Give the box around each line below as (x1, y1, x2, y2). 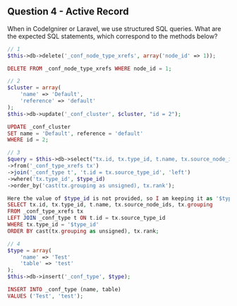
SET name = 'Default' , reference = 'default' (7, 130, 143, 137)
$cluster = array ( (7, 84, 61, 91)
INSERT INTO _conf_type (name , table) (7, 286, 121, 293)
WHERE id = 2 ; (7, 136, 49, 143)
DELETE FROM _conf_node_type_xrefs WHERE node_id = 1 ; (7, 65, 172, 72)
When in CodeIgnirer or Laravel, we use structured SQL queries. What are (7, 24, 221, 33)
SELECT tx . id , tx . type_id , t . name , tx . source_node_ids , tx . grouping (7, 201, 213, 208)
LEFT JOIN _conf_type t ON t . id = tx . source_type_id (7, 215, 166, 222)
